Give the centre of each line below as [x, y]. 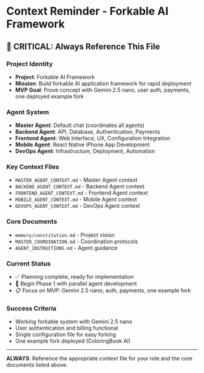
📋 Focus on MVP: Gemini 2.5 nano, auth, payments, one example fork [103, 290]
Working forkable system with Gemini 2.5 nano [73, 322]
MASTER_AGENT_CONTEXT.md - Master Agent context [76, 180]
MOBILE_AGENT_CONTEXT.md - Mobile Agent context [76, 199]
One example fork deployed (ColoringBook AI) [73, 341]
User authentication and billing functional [66, 328]
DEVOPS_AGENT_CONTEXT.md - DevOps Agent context [77, 206]
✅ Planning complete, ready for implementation [74, 277]
